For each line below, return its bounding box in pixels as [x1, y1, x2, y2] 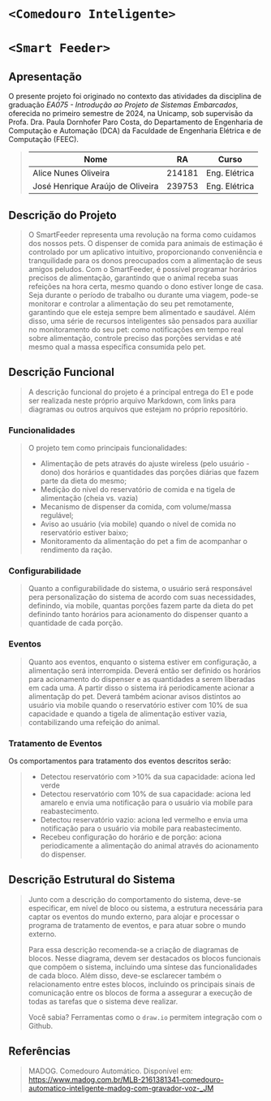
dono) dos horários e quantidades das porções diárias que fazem [40, 468, 260, 477]
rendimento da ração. [40, 545, 113, 555]
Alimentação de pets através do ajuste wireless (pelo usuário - [40, 459, 250, 468]
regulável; [40, 511, 75, 520]
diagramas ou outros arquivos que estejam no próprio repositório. [28, 404, 248, 414]
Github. [28, 1021, 54, 1030]
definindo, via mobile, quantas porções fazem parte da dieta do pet [28, 601, 254, 611]
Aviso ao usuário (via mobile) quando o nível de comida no [40, 519, 237, 529]
